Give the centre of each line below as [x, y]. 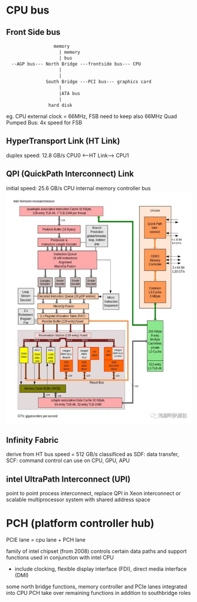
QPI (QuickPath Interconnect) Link [70, 174]
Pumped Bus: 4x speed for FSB [44, 122]
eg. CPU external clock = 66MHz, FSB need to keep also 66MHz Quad [92, 116]
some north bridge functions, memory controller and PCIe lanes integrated [97, 587]
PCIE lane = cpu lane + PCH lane [46, 540]
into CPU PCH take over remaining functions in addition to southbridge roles [98, 593]
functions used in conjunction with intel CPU [60, 558]
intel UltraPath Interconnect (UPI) [68, 479]
